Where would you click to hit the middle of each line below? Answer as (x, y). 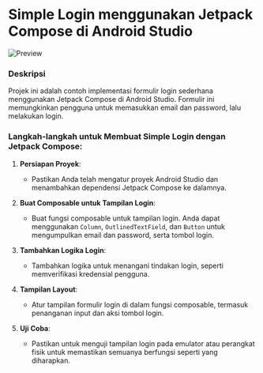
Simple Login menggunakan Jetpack (131, 15)
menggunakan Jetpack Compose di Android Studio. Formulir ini (111, 100)
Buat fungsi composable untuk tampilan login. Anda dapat (126, 218)
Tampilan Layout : (49, 289)
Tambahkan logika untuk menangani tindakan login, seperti (127, 266)
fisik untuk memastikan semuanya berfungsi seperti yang (125, 352)
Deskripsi (27, 73)
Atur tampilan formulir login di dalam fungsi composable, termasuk (140, 304)
